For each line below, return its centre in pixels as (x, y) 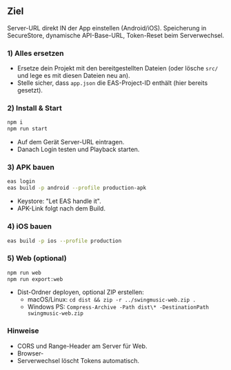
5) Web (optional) (37, 258)
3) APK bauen (31, 167)
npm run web (24, 273)
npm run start (28, 129)
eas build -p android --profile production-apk (77, 188)
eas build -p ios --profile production (64, 241)
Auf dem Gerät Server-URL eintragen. (71, 142)
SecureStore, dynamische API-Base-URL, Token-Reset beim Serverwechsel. (116, 35)
